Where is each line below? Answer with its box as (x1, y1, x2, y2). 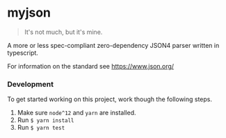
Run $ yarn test (17, 123, 65, 132)
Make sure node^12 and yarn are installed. (17, 109, 136, 117)
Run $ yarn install (17, 116, 74, 124)
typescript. (7, 49, 38, 57)
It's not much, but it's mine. (24, 28, 103, 36)
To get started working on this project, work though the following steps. (7, 95, 213, 103)
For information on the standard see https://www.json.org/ (7, 62, 175, 70)
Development (7, 79, 54, 89)
